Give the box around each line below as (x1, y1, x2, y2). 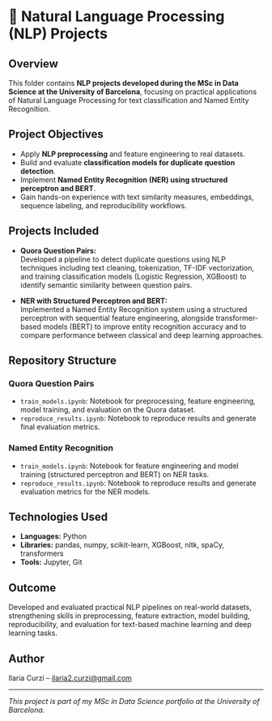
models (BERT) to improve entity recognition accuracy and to (43, 322, 247, 331)
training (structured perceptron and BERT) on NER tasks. (19, 469, 210, 479)
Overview (8, 57, 59, 70)
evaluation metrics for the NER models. (19, 486, 151, 497)
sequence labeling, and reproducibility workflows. (19, 200, 188, 210)
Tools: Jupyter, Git (19, 557, 83, 567)
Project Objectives (8, 127, 104, 141)
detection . (19, 166, 56, 176)
